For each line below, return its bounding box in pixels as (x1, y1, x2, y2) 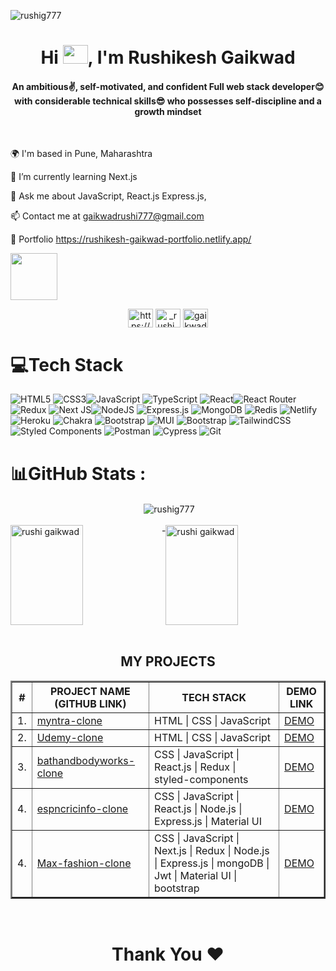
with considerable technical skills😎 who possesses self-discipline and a (14, 95, 322, 107)
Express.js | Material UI (154, 814, 262, 828)
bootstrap (154, 881, 200, 895)
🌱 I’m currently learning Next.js (10, 171, 138, 183)
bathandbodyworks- (36, 753, 136, 767)
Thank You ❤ (111, 943, 225, 965)
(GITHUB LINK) (54, 696, 127, 710)
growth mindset (134, 105, 202, 117)
